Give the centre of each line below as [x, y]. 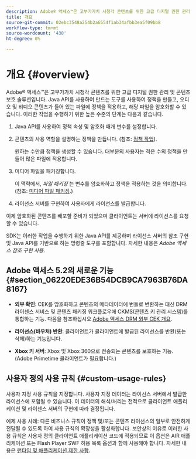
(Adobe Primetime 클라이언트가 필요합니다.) [66, 358]
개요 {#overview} [48, 75]
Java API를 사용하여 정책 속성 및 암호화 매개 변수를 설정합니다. [86, 126]
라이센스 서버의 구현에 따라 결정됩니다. [72, 409]
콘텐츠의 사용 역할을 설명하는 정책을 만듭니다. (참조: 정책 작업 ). [86, 139]
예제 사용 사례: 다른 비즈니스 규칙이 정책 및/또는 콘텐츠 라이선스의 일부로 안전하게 [98, 421]
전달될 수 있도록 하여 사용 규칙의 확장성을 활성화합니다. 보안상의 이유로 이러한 [94, 428]
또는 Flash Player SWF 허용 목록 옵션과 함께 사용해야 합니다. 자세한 [103, 443]
